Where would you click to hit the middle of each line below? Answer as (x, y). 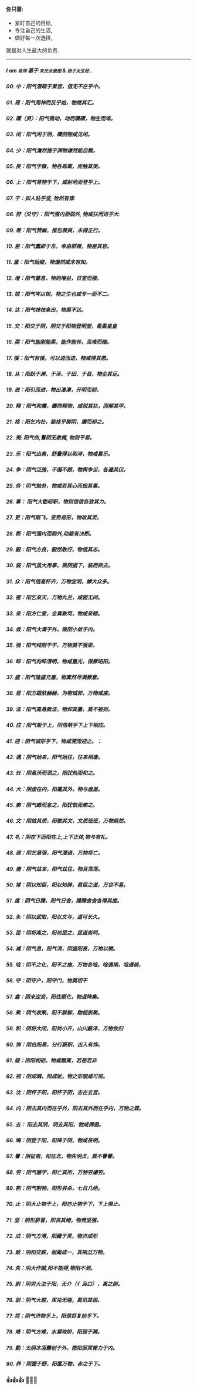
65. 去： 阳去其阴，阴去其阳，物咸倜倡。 (55, 1124)
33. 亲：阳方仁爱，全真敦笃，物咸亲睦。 (55, 613)
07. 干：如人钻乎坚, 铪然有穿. (41, 198)
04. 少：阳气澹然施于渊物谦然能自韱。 (52, 150)
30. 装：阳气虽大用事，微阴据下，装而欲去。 (60, 565)
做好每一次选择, (33, 38)
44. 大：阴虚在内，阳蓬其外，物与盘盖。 (55, 789)
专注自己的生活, (33, 31)
